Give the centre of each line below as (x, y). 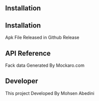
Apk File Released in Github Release (42, 38)
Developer (22, 81)
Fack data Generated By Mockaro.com (45, 65)
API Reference (28, 53)
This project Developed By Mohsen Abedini (50, 93)
